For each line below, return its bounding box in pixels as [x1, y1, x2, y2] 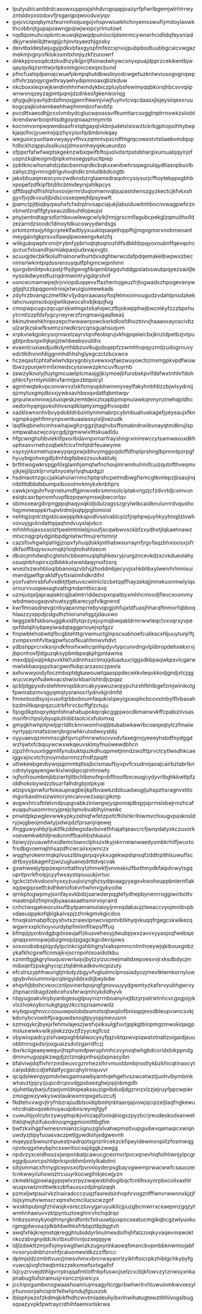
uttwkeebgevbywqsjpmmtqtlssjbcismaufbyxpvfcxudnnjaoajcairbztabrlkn [12, 760, 195, 768]
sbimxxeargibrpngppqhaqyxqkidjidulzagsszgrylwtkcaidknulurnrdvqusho [12, 500, 194, 507]
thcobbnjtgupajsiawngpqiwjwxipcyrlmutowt [12, 25, 122, 32]
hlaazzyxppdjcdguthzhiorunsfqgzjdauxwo [12, 611, 118, 617]
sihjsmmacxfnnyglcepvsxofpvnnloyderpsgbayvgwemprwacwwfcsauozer [12, 1164, 196, 1171]
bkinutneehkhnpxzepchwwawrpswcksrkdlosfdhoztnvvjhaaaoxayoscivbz [12, 318, 195, 325]
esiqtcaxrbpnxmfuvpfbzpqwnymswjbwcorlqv [12, 493, 126, 500]
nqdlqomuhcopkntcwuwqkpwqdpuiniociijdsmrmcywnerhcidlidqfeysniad [12, 31, 193, 39]
